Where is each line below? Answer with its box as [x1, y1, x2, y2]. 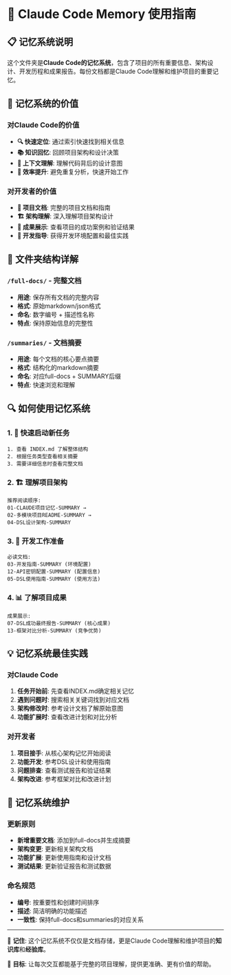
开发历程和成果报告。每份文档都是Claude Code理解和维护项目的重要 [19, 67, 213, 75]
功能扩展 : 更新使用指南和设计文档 [16, 854, 111, 862]
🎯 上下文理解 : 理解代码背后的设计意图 [16, 159, 123, 167]
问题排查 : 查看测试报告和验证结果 [16, 766, 111, 774]
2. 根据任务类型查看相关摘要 [7, 453, 78, 460]
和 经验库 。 [19, 945, 49, 953]
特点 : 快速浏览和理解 [16, 380, 76, 388]
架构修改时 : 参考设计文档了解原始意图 [16, 705, 124, 713]
